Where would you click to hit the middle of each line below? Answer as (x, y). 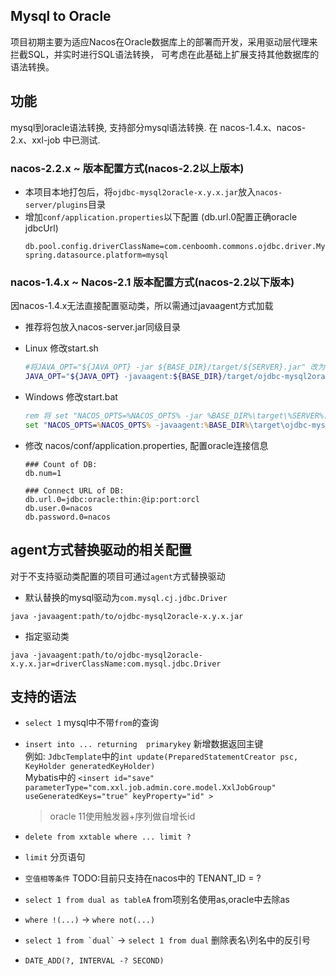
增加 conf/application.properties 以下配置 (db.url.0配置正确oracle (161, 216)
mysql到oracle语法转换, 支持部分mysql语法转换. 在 (114, 127)
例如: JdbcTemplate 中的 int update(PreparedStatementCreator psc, (161, 756)
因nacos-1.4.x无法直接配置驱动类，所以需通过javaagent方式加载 (142, 306)
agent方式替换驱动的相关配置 (101, 550)
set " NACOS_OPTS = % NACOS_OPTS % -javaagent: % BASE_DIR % (137, 425)
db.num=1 (43, 473)
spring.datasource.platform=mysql (96, 255)
